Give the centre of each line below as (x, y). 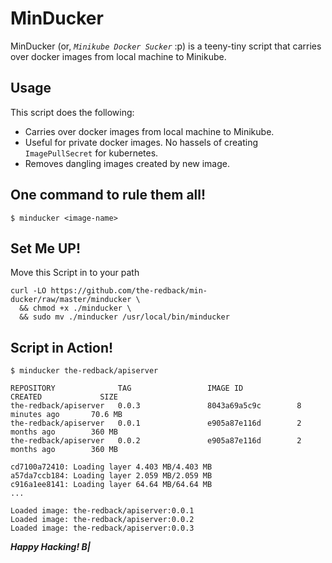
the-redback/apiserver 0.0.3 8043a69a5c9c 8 (156, 406)
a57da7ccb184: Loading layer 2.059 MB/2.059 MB (111, 476)
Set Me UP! (46, 248)
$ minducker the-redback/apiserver (84, 371)
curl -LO (28, 291)
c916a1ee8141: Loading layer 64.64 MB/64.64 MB (111, 485)
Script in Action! (62, 347)
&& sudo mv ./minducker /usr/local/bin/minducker (124, 317)
